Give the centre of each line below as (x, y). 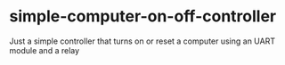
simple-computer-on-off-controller (143, 16)
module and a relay (45, 50)
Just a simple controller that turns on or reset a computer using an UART (142, 41)
